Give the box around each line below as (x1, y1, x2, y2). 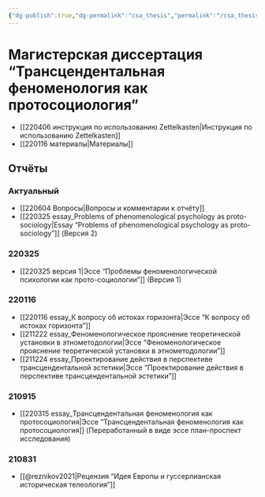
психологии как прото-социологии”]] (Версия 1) (19, 274, 182, 284)
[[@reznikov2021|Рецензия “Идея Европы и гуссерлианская (19, 472, 222, 481)
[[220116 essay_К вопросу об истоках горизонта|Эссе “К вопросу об (19, 312, 250, 322)
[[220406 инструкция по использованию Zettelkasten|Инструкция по (19, 122, 252, 131)
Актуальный (8, 185, 59, 196)
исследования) (19, 434, 71, 443)
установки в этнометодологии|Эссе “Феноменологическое (19, 337, 222, 347)
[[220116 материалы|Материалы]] (19, 139, 133, 149)
